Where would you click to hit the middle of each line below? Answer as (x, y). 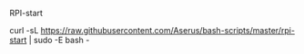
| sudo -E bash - (59, 40)
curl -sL (24, 30)
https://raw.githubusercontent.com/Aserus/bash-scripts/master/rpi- (168, 30)
